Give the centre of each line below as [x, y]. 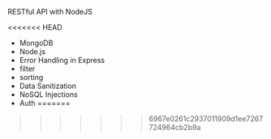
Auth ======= [45, 103]
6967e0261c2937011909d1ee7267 [206, 119]
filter [27, 69]
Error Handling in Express [62, 60]
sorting [31, 77]
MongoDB [36, 43]
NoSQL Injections [48, 95]
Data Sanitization [47, 86]
